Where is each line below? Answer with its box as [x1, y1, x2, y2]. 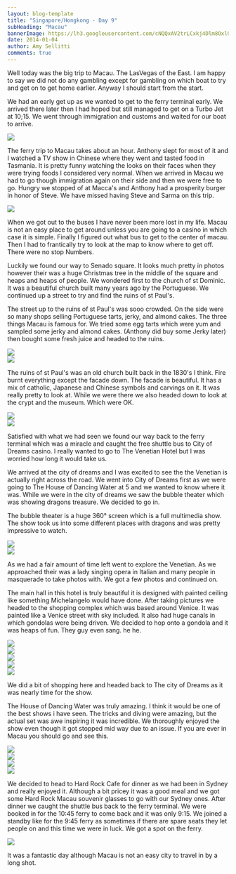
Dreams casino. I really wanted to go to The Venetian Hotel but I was [7, 446, 206, 455]
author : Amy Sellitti [7, 43, 71, 50]
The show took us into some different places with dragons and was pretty [7, 519, 221, 527]
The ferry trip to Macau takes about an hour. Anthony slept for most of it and [7, 146, 229, 154]
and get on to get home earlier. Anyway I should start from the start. [7, 84, 204, 92]
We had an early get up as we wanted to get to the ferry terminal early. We [7, 97, 223, 105]
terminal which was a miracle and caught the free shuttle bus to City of [7, 439, 213, 448]
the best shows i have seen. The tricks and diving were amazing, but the [7, 709, 217, 717]
